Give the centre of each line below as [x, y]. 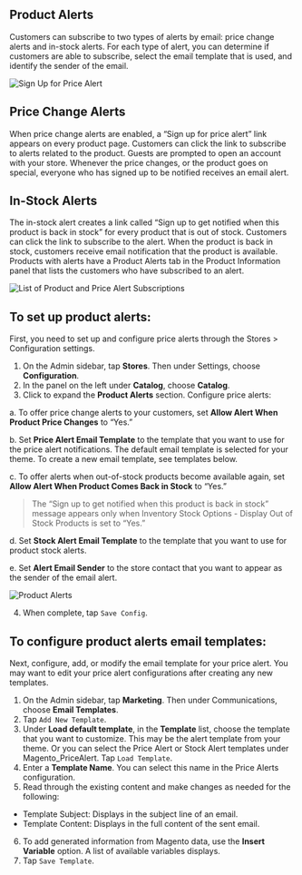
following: [41, 797]
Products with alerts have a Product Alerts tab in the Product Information [145, 261]
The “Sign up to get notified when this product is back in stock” [150, 504]
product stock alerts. [48, 551]
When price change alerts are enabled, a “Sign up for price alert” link [138, 133]
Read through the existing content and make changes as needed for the [156, 787]
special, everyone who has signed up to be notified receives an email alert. [149, 172]
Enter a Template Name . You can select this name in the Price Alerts [151, 768]
